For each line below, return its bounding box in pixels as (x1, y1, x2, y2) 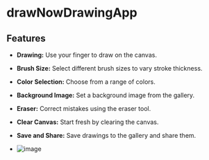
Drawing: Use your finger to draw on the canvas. (16, 51, 158, 59)
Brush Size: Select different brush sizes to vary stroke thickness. (16, 64, 203, 72)
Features (6, 33, 46, 44)
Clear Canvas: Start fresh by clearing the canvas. (16, 118, 159, 126)
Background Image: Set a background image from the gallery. (16, 91, 195, 99)
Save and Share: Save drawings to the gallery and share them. (16, 132, 197, 139)
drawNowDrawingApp (6, 5, 137, 21)
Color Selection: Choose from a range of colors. (16, 78, 156, 86)
